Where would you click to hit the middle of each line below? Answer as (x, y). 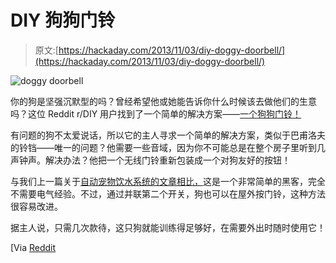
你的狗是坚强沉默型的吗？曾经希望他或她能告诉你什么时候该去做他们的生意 (163, 101)
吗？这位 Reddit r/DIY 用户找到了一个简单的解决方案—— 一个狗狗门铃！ (156, 113)
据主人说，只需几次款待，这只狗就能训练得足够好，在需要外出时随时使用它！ (168, 227)
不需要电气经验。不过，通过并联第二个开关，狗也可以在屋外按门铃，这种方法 (168, 193)
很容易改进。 (36, 206)
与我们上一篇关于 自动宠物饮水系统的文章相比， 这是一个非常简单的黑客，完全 (168, 181)
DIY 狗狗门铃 (63, 20)
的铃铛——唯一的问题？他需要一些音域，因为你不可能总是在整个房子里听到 (163, 147)
